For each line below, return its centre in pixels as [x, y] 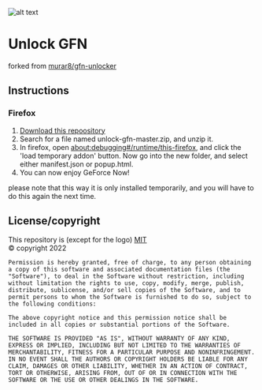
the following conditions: [52, 304]
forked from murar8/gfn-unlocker [62, 66]
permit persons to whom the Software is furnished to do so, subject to [130, 297]
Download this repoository [63, 130]
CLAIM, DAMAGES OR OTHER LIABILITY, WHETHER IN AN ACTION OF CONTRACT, [128, 366]
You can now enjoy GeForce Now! [74, 172]
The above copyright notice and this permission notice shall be [117, 318]
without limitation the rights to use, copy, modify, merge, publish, [126, 283]
